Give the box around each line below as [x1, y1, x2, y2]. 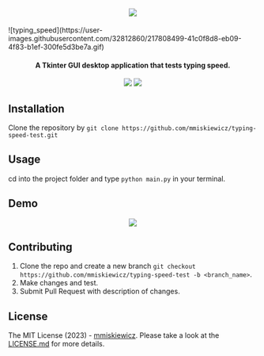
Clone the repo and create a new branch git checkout [19, 262, 196, 271]
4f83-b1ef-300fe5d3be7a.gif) [8, 42, 104, 52]
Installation [8, 101, 65, 115]
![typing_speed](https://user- [8, 25, 103, 35]
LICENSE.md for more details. [8, 339, 105, 349]
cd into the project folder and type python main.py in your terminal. [8, 174, 226, 183]
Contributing [8, 240, 73, 254]
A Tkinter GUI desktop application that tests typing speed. [35, 60, 231, 70]
